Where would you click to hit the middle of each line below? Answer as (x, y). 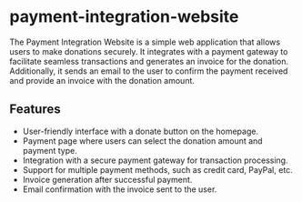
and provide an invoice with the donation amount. (102, 80)
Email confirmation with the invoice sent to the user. (120, 189)
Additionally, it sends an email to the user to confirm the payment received (149, 71)
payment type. (50, 150)
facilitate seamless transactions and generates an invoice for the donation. (149, 61)
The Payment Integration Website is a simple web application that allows (145, 42)
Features (35, 110)
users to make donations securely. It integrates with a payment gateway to (149, 51)
